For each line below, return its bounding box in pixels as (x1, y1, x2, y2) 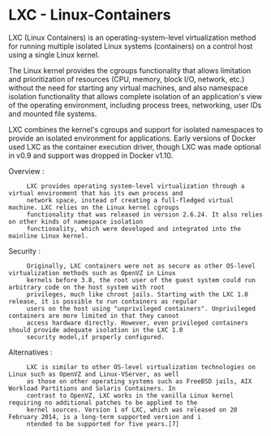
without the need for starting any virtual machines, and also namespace (8, 83, 248, 93)
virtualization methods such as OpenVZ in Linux (8, 268, 176, 277)
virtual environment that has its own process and (8, 189, 183, 197)
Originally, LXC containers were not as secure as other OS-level (26, 262, 256, 270)
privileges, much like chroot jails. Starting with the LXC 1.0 (26, 290, 249, 299)
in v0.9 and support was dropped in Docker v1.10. (8, 150, 174, 160)
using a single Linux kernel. (8, 50, 100, 59)
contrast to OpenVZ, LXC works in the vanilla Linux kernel (26, 391, 234, 399)
